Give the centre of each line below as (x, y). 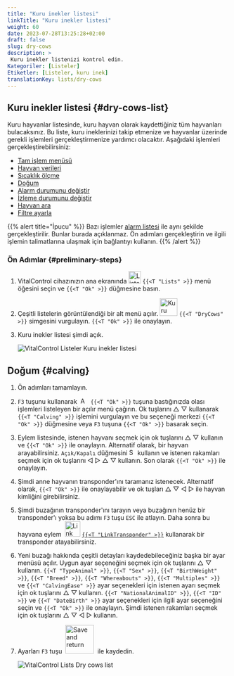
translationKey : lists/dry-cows (54, 79)
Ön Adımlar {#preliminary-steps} (65, 260)
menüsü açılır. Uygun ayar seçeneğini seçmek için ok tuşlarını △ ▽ (115, 563)
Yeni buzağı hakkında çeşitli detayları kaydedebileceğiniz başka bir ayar (121, 556)
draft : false (26, 40)
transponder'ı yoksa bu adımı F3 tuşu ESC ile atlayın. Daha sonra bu (114, 518)
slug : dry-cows (30, 46)
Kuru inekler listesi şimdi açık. (60, 335)
